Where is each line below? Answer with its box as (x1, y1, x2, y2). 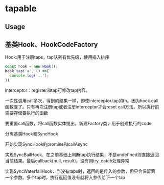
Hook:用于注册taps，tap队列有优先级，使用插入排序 (5, 54, 110, 60)
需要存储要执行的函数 (5, 110, 48, 116)
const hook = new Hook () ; (5, 64, 58, 69)
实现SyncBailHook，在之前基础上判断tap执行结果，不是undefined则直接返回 (5, 152, 159, 158)
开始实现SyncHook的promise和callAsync (5, 141, 88, 147)
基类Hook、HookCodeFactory (5, 40, 98, 49)
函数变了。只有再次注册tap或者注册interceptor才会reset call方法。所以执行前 (5, 104, 160, 109)
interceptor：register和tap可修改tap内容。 (5, 87, 90, 93)
